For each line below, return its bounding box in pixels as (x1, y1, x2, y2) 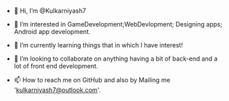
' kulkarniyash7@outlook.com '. (13, 86, 101, 94)
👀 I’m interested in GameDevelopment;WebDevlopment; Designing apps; (13, 20, 223, 28)
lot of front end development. (13, 62, 98, 70)
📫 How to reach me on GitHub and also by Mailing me (13, 76, 171, 84)
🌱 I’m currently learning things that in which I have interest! (13, 41, 184, 49)
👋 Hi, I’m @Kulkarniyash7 (13, 7, 87, 15)
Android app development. (13, 28, 91, 36)
